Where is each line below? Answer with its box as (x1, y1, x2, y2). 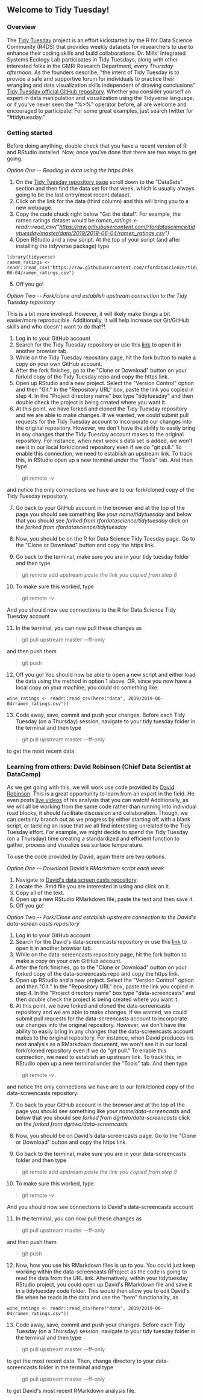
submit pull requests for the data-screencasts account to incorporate (15, 1015, 187, 1022)
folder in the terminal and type (39, 1364, 114, 1371)
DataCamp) (7, 770, 41, 778)
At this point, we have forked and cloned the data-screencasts (15, 1002, 171, 1009)
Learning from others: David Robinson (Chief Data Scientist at (7, 762, 192, 771)
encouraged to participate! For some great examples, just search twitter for (7, 107, 193, 114)
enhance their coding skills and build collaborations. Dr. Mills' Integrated (7, 49, 186, 57)
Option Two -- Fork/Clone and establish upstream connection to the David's (7, 914, 196, 921)
